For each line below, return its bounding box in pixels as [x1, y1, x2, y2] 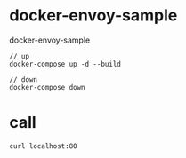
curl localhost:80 [9, 141, 77, 151]
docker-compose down [9, 83, 86, 91]
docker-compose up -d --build [9, 59, 122, 68]
